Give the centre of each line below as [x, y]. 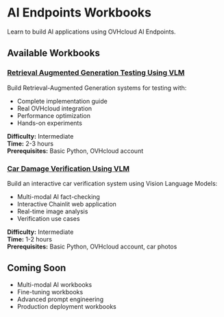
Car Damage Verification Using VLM [69, 168]
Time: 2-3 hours [30, 143]
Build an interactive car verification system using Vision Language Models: [112, 183]
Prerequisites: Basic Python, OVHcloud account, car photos [92, 246]
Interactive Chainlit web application [66, 204]
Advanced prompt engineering [60, 299]
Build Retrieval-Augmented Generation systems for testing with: [97, 88]
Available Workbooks [54, 53]
